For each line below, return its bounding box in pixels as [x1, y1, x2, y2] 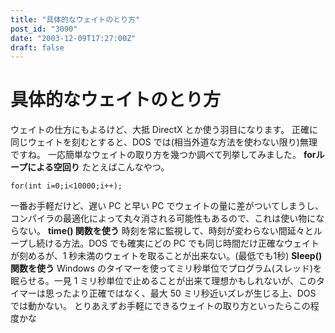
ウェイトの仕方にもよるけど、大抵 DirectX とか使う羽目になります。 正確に [10, 124, 319, 136]
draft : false [10, 42, 65, 53]
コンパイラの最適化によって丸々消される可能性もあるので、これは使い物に [10, 212, 317, 225]
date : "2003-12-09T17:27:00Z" [10, 33, 137, 43]
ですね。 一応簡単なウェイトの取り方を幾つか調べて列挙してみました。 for [10, 149, 317, 161]
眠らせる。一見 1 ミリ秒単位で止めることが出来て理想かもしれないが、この [10, 275, 317, 287]
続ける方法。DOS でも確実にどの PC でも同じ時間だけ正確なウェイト [36, 237, 320, 250]
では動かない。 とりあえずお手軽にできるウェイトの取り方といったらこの [10, 300, 311, 312]
